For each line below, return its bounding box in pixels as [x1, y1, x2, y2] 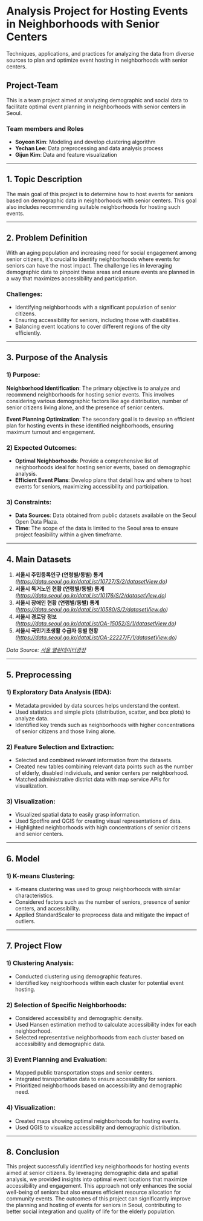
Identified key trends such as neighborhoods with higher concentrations [14, 721, 195, 728]
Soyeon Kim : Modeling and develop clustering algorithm [14, 138, 156, 146]
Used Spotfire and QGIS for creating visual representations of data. [14, 817, 182, 824]
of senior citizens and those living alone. [14, 728, 116, 735]
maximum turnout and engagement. [6, 428, 95, 435]
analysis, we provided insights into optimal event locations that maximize [6, 1176, 187, 1183]
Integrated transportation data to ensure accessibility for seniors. [14, 1076, 177, 1083]
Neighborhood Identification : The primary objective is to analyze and [6, 384, 181, 392]
